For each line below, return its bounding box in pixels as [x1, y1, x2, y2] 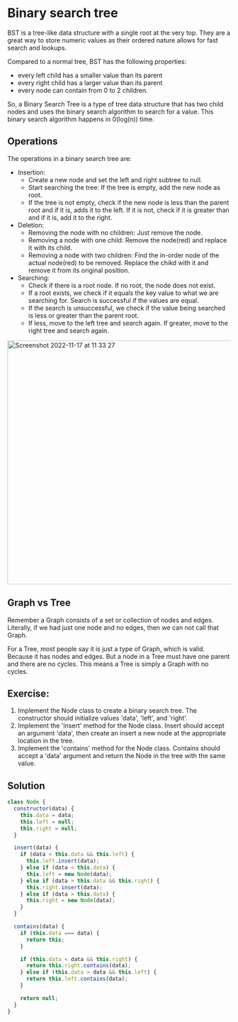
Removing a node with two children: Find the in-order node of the [28, 250, 220, 260]
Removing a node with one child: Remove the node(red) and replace [28, 235, 227, 244]
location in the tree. [17, 736, 74, 745]
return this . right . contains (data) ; [25, 962, 132, 970]
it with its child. [28, 243, 72, 252]
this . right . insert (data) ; [25, 884, 103, 891]
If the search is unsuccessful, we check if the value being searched [28, 304, 225, 312]
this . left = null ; [20, 818, 74, 826]
